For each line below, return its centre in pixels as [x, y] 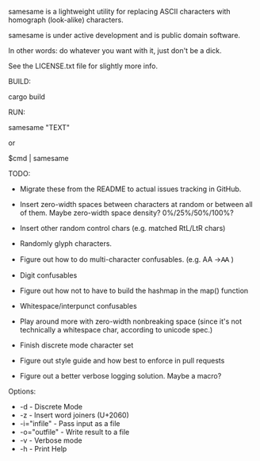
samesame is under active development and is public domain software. [124, 35]
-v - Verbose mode [51, 440]
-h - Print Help [43, 449]
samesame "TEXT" [39, 127]
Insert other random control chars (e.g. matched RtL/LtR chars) [122, 228]
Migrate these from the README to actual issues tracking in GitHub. [130, 189]
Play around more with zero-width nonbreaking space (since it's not [130, 321]
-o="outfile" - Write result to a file [75, 432]
